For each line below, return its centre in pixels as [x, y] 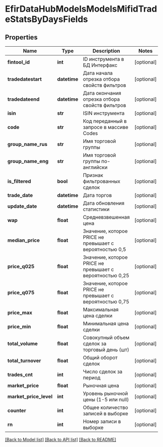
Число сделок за [103, 372]
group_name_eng [28, 161]
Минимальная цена [106, 323]
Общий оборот [100, 358]
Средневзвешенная [106, 217]
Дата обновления [104, 203]
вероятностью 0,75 [106, 302]
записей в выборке [106, 413]
